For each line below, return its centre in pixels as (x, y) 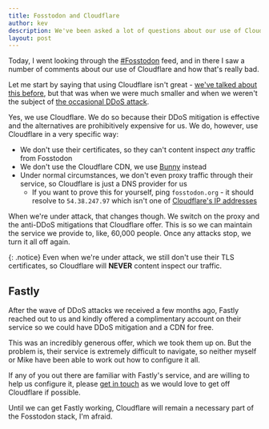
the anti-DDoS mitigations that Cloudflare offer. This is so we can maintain (130, 225)
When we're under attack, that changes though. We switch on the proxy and (134, 216)
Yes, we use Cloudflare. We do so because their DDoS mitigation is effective (134, 118)
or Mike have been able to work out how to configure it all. (104, 360)
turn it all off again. (39, 242)
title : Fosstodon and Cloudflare (64, 16)
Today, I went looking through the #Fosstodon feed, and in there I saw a (127, 61)
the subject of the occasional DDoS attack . (79, 102)
